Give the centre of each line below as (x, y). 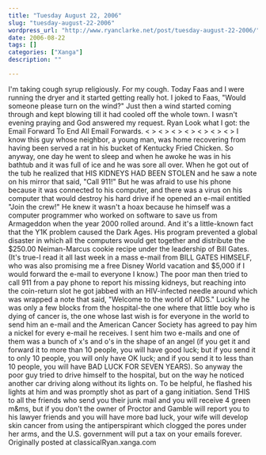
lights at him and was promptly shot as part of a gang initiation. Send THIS (129, 392)
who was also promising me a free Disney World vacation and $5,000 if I (127, 265)
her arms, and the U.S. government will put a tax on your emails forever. (125, 434)
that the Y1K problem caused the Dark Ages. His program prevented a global (133, 232)
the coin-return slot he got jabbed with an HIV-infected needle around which (133, 290)
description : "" (35, 60)
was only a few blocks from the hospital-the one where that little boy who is (132, 307)
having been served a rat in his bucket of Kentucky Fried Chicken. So (121, 148)
